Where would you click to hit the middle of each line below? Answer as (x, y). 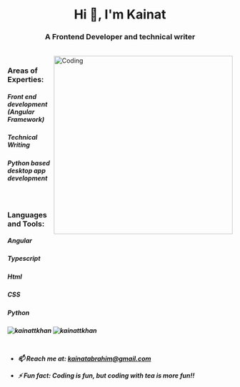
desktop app (27, 170)
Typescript (24, 259)
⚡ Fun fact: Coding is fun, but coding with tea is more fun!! (106, 375)
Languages (27, 215)
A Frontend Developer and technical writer (120, 37)
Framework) (26, 119)
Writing (19, 145)
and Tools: (26, 224)
